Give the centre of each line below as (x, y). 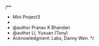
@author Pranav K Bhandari (41, 27)
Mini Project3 (26, 17)
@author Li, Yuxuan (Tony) (40, 33)
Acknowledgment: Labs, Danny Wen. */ (53, 38)
